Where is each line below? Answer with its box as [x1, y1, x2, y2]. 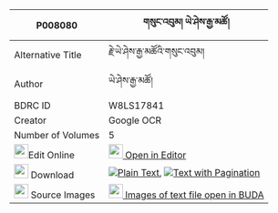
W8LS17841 [108, 99, 165, 112]
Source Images [30, 188, 96, 201]
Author [14, 77, 44, 90]
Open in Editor [125, 149, 187, 161]
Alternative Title [14, 48, 82, 61]
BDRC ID [14, 99, 52, 112]
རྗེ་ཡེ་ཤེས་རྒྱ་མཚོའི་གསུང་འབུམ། [108, 46, 205, 57]
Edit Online [28, 149, 76, 161]
